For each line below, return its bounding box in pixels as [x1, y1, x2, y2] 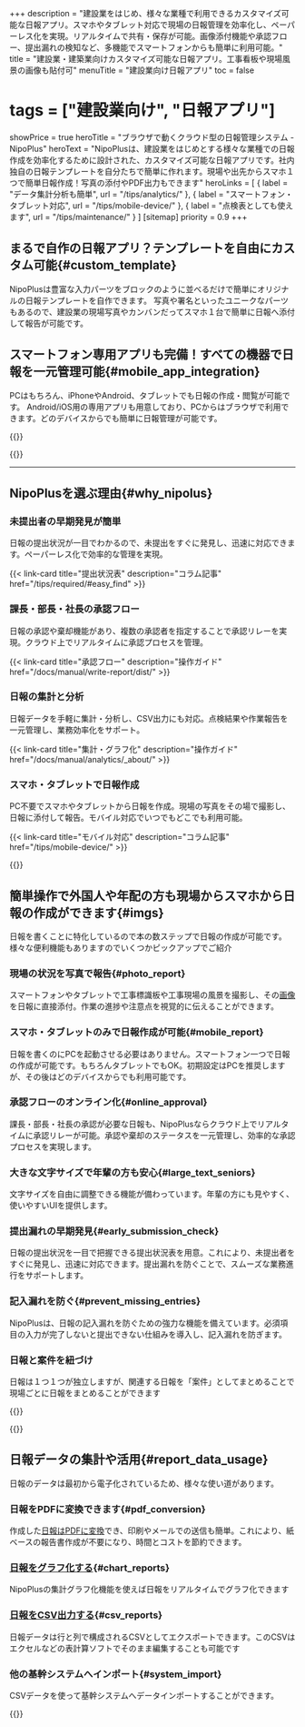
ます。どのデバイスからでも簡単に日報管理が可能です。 [16, 412, 222, 423]
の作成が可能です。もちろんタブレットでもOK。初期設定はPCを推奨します [9, 1059, 286, 1071]
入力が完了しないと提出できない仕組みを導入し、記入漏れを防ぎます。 [25, 1328, 288, 1339]
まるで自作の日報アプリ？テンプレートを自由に [9, 240, 272, 257]
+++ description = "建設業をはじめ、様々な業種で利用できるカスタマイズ [9, 8, 281, 18]
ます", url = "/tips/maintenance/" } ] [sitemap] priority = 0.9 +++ [9, 211, 248, 222]
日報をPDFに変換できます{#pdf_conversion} [9, 1502, 206, 1515]
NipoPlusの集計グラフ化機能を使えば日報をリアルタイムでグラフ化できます [9, 1584, 290, 1595]
